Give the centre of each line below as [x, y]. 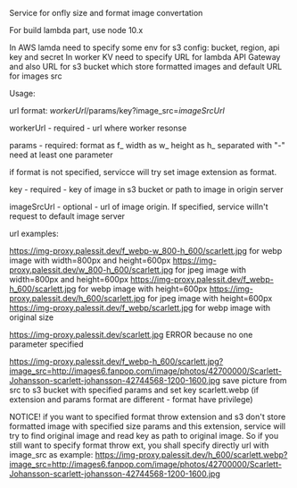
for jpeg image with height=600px [210, 298]
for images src [36, 76]
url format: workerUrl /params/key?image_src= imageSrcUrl [117, 110]
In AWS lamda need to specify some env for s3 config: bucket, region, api [144, 47]
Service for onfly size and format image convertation [106, 13]
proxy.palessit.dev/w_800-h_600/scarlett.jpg [91, 270]
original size [32, 317]
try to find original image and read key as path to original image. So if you [144, 436]
